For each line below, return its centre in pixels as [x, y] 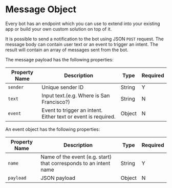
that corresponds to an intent [76, 163]
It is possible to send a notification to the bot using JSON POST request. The [84, 39]
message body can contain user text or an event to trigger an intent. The [82, 44]
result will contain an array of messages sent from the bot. [67, 50]
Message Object [41, 9]
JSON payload [58, 178]
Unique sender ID [63, 87]
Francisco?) [56, 102]
